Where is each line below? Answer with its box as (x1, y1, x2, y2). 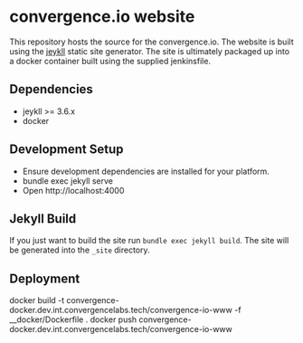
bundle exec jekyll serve (22, 175, 113, 186)
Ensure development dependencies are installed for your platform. (22, 166, 270, 176)
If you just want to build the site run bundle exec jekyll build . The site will (9, 235, 289, 246)
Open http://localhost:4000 (22, 185, 125, 195)
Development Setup (9, 142, 124, 157)
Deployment (9, 271, 80, 286)
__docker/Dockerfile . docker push (9, 314, 137, 325)
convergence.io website (9, 6, 195, 27)
